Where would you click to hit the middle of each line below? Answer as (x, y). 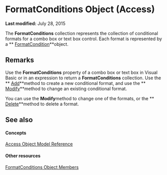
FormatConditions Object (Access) (80, 9)
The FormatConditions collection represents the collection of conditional (82, 33)
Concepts (16, 133)
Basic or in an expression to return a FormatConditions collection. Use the (83, 78)
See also (19, 120)
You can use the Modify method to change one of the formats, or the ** (80, 98)
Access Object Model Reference (39, 144)
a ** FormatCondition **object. (37, 44)
